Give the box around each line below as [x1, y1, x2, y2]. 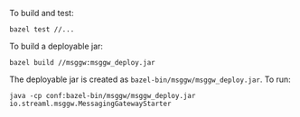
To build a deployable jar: [9, 40, 104, 51]
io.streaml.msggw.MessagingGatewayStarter [9, 99, 172, 108]
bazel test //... [9, 25, 75, 34]
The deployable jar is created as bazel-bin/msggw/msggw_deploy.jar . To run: [9, 74, 291, 85]
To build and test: [9, 8, 74, 18]
